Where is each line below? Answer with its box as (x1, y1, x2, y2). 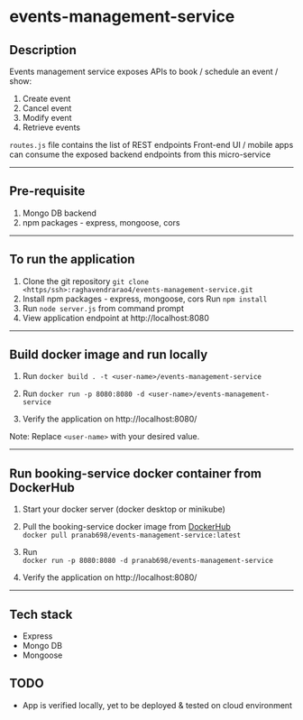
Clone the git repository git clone (22, 275, 150, 286)
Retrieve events (22, 122, 81, 133)
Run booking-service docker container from (9, 466, 262, 481)
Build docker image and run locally (9, 347, 208, 363)
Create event (22, 93, 71, 104)
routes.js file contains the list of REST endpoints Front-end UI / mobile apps (9, 140, 294, 150)
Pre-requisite (9, 183, 86, 199)
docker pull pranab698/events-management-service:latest (22, 531, 242, 540)
